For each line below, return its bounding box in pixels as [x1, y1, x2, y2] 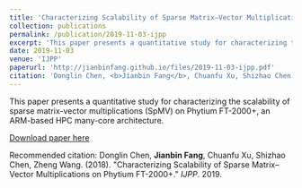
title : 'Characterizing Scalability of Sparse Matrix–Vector [9, 13, 244, 22]
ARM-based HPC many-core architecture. [9, 115, 164, 125]
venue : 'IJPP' [9, 55, 63, 64]
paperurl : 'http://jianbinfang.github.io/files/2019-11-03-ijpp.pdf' [9, 64, 276, 73]
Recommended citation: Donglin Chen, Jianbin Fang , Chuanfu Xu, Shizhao [9, 150, 286, 160]
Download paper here [9, 132, 90, 143]
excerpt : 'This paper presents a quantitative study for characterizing [9, 38, 288, 47]
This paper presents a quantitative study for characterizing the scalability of [9, 96, 290, 107]
